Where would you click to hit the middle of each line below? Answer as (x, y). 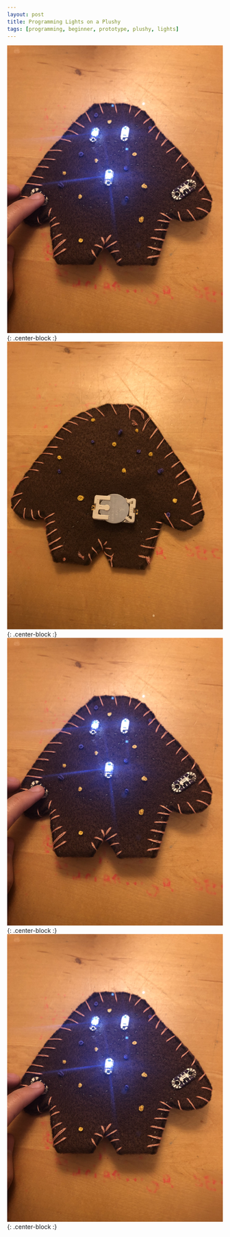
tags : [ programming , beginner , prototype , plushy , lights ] (93, 29)
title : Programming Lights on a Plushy (64, 22)
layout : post (26, 14)
